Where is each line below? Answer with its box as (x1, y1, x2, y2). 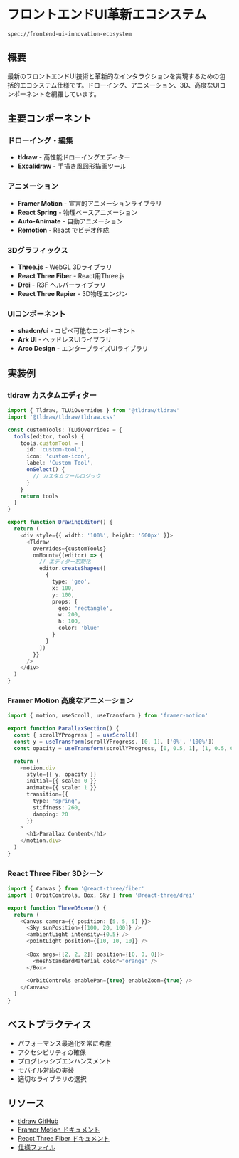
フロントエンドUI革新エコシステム (7, 6, 207, 23)
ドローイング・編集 (7, 136, 73, 146)
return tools (20, 493, 59, 500)
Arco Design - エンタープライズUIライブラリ (17, 344, 149, 353)
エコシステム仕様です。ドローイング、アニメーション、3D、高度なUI (19, 80, 220, 89)
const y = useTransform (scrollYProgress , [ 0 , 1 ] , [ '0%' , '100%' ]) (14, 738, 215, 745)
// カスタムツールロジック (33, 473, 101, 480)
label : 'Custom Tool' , (26, 460, 94, 467)
